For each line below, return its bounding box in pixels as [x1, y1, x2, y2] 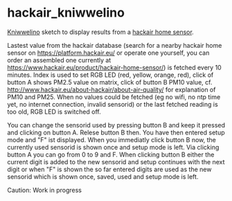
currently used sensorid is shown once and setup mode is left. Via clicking [7, 143, 220, 151]
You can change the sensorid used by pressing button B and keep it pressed [7, 121, 226, 129]
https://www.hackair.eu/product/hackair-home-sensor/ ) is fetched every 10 [7, 63, 222, 71]
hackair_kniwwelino [7, 5, 125, 21]
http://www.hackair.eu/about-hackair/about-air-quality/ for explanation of [7, 85, 216, 94]
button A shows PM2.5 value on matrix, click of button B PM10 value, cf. [7, 78, 213, 86]
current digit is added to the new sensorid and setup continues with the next [7, 157, 225, 166]
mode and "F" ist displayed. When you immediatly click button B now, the [7, 135, 216, 143]
